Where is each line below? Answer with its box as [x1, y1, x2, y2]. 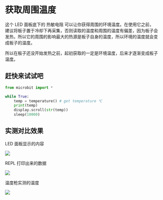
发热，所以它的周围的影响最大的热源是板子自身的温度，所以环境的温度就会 [5, 34, 154, 40]
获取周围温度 [5, 4, 57, 16]
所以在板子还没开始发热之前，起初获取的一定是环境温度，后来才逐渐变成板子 [5, 50, 158, 56]
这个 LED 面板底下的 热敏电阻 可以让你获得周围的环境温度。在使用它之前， [5, 21, 154, 27]
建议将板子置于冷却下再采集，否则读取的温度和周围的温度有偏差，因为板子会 [5, 27, 158, 33]
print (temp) [14, 103, 38, 108]
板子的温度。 [9, 40, 35, 45]
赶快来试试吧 [5, 72, 44, 80]
